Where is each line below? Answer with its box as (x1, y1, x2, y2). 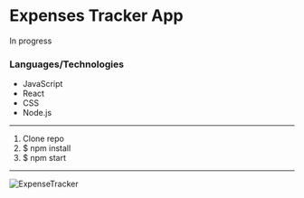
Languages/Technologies (9, 58, 125, 71)
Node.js (22, 108, 52, 118)
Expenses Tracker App (9, 5, 184, 26)
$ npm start (22, 153, 66, 164)
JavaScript (22, 79, 63, 90)
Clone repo (22, 133, 65, 145)
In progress (9, 35, 52, 46)
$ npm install (22, 143, 71, 154)
